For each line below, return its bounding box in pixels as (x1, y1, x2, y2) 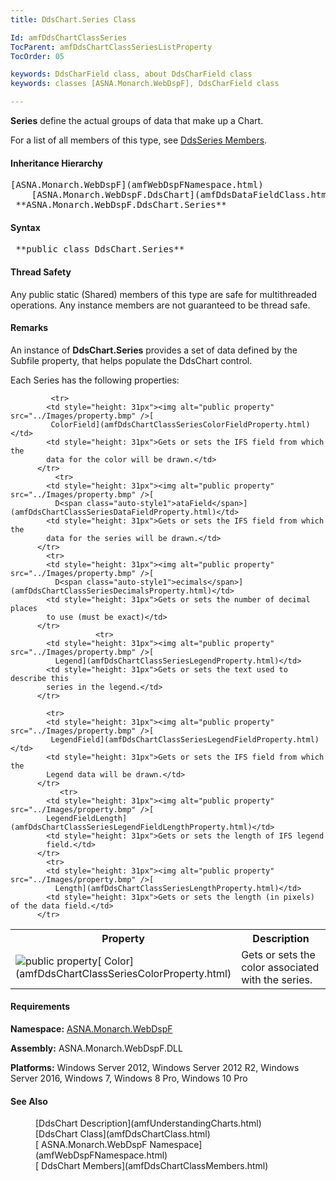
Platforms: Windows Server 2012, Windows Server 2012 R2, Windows (10, 1062, 300, 1074)
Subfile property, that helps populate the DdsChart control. (10, 354, 253, 366)
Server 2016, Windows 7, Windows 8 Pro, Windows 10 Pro (10, 1072, 248, 1085)
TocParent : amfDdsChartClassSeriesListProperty (10, 42, 213, 52)
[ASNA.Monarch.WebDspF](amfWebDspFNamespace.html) (10, 179, 264, 191)
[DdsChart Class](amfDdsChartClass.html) (35, 1128, 211, 1140)
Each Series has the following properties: (10, 374, 180, 386)
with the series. (241, 972, 313, 986)
